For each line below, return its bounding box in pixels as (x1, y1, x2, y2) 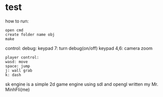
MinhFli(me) (5, 86, 30, 92)
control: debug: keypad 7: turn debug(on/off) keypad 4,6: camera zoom (5, 45, 153, 51)
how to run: (5, 18, 29, 24)
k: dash (5, 72, 22, 77)
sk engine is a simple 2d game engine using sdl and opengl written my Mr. (5, 81, 158, 87)
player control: (5, 54, 39, 60)
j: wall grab (5, 68, 33, 73)
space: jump (5, 63, 30, 68)
